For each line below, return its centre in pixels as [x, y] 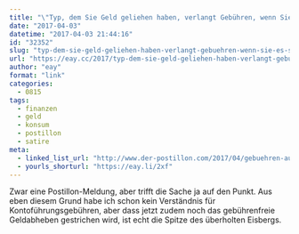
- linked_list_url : [53, 158]
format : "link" [37, 76]
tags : [19, 100]
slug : [19, 51]
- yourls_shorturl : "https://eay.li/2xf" [95, 166]
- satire [33, 141]
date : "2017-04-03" [45, 26]
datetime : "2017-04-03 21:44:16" [71, 34]
